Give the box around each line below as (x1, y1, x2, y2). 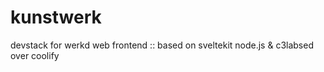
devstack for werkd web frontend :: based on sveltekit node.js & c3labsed (10, 39, 314, 51)
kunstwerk (10, 6, 102, 29)
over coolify (10, 49, 60, 61)
